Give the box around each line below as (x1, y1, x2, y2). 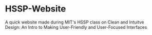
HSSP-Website (5, 3, 66, 14)
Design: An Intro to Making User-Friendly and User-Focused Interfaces (5, 24, 147, 30)
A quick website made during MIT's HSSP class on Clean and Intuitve (5, 19, 145, 25)
